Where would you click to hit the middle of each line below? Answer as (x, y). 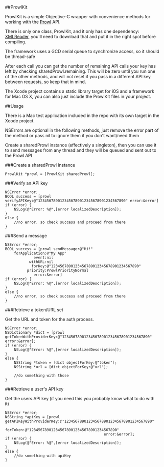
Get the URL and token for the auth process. (49, 319)
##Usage (14, 106)
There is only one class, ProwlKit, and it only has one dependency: (72, 31)
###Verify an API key (26, 183)
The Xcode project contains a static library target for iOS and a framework (80, 91)
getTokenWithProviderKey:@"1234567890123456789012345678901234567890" (79, 337)
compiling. (16, 42)
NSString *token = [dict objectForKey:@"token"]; (66, 363)
